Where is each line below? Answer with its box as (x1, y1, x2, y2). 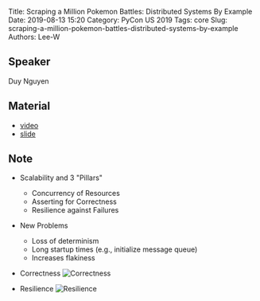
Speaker (8, 55, 51, 68)
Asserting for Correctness (31, 197, 117, 206)
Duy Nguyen (8, 76, 49, 86)
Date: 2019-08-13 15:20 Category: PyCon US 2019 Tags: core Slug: (8, 15, 228, 25)
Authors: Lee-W (8, 32, 60, 41)
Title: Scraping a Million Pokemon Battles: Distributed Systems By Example (8, 7, 253, 16)
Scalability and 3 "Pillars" (19, 173, 103, 182)
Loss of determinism (31, 236, 99, 246)
